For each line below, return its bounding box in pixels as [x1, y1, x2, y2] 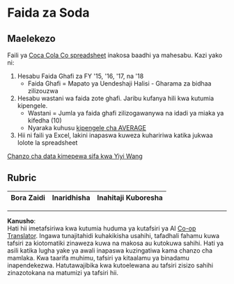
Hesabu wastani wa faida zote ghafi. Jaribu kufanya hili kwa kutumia [17, 94, 214, 102]
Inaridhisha [52, 193, 91, 203]
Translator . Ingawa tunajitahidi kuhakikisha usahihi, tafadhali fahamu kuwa [7, 231, 220, 239]
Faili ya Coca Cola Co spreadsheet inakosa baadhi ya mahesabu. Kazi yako [7, 51, 223, 59]
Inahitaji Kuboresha [97, 193, 164, 203]
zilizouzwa [27, 87, 58, 95]
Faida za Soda [7, 5, 90, 21]
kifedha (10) [27, 116, 62, 125]
